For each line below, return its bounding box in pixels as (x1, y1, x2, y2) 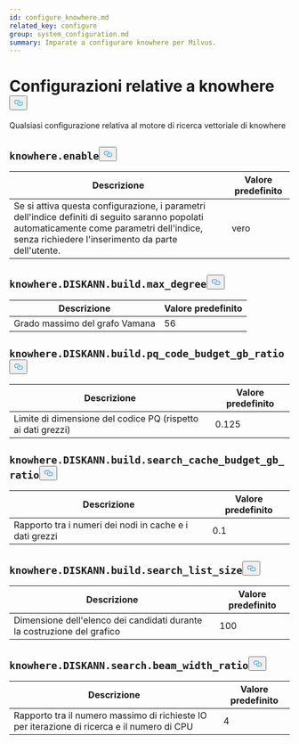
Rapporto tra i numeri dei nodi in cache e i (13, 519, 189, 531)
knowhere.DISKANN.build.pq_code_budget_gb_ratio (9, 347, 285, 361)
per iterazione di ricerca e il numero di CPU (13, 721, 194, 733)
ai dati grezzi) (13, 423, 71, 436)
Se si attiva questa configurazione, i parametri (13, 200, 206, 212)
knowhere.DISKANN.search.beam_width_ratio (9, 658, 249, 672)
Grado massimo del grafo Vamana (13, 317, 156, 330)
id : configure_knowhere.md (9, 12, 109, 22)
